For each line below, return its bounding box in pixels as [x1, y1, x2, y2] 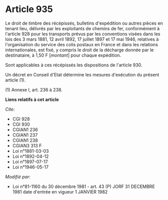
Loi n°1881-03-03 [12, 148, 49, 154]
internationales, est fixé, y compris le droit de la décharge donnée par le [5, 47, 154, 53]
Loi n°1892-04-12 [12, 153, 49, 159]
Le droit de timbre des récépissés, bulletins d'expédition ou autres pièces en [5, 20, 163, 26]
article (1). [5, 77, 26, 83]
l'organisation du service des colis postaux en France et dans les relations [5, 41, 158, 47]
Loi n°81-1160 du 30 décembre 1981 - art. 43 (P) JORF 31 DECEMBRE [12, 183, 155, 189]
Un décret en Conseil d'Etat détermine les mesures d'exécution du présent [5, 71, 159, 77]
